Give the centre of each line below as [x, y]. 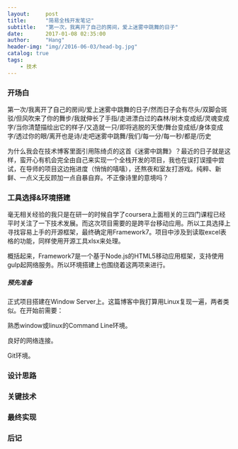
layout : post [33, 14]
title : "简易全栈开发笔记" [51, 21]
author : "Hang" [36, 40]
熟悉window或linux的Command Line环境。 [69, 326]
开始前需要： [45, 311]
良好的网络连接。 [32, 341]
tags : [15, 60]
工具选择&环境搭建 [39, 198]
